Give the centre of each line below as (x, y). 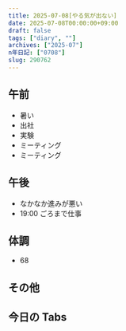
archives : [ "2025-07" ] (46, 45)
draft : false (30, 30)
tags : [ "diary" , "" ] (42, 38)
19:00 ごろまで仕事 (50, 213)
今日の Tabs (38, 317)
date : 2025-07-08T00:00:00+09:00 (63, 23)
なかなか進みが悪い (51, 203)
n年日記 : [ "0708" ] (37, 53)
